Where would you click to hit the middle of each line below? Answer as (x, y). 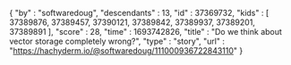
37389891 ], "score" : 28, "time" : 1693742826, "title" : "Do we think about (145, 32)
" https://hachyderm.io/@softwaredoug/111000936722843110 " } (126, 51)
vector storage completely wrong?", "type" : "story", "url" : (117, 41)
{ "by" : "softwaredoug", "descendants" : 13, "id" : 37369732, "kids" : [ (139, 13)
